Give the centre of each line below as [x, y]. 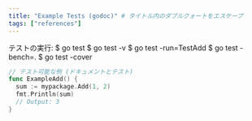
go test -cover [68, 57]
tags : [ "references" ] [45, 24]
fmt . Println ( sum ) [45, 94]
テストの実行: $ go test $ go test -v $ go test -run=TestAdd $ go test [123, 48]
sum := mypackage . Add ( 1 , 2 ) [63, 87]
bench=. [22, 57]
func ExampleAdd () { [43, 79]
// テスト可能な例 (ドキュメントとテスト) [71, 71]
